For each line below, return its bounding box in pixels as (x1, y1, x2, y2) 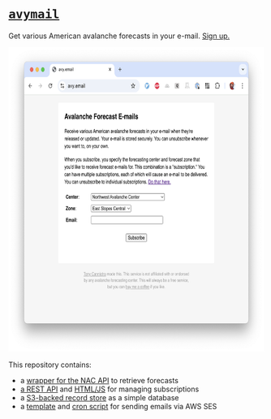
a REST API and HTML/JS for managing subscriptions (19, 384, 200, 394)
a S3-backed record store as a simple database (19, 392, 179, 402)
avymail (8, 6, 60, 22)
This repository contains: (8, 360, 92, 369)
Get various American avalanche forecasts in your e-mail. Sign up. (8, 31, 230, 41)
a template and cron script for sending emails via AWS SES (19, 401, 217, 411)
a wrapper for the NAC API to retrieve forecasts (19, 375, 179, 385)
